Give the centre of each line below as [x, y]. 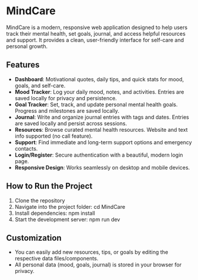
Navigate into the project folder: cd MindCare [70, 206]
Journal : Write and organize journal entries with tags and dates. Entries [102, 117]
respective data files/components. [57, 259]
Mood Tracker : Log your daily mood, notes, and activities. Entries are [99, 92]
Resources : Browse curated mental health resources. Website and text [101, 129]
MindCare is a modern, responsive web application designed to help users [97, 27]
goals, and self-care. [40, 85]
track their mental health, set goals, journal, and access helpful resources [96, 33]
